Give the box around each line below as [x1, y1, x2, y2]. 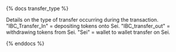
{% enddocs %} [6, 40, 45, 47]
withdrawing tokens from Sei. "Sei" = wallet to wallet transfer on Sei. [6, 29, 171, 36]
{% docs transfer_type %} [6, 5, 69, 12]
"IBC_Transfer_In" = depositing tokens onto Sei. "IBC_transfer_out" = [6, 23, 171, 29]
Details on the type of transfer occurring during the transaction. [6, 16, 159, 23]
